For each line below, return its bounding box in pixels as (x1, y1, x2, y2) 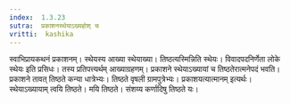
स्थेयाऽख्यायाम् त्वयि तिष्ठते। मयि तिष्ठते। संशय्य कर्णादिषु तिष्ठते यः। (9, 84, 199, 94)
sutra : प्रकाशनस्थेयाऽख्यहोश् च (9, 21, 100, 30)
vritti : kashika (9, 29, 74, 38)
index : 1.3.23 (9, 12, 66, 22)
